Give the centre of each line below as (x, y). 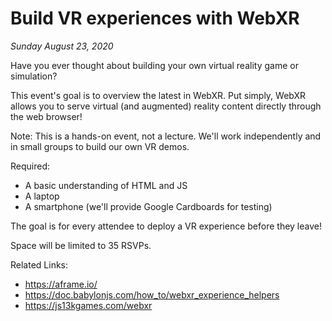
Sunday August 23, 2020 (62, 46)
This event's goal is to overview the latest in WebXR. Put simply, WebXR (158, 95)
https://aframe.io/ (61, 284)
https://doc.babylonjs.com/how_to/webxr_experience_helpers (152, 294)
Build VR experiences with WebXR (155, 18)
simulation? (34, 76)
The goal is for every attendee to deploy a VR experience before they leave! (166, 226)
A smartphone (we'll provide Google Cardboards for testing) (148, 206)
